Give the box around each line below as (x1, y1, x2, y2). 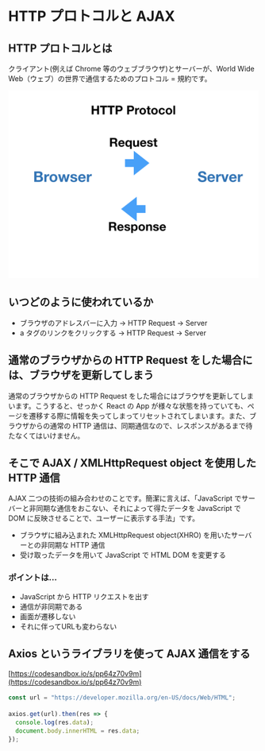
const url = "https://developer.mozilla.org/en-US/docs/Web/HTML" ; (8, 693, 236, 702)
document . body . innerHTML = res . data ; (15, 727, 140, 735)
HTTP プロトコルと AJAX (8, 7, 176, 25)
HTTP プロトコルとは (8, 41, 113, 55)
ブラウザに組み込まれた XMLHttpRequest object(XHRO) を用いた (19, 530, 232, 540)
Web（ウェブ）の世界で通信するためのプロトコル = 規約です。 (8, 74, 212, 83)
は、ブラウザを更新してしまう (8, 369, 155, 382)
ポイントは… (8, 572, 58, 583)
